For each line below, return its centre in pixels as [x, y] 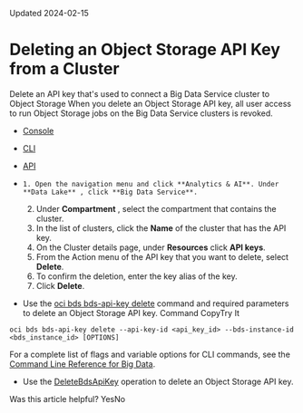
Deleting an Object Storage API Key [145, 50]
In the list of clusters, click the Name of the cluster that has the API [161, 228]
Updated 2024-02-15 [49, 13]
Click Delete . [60, 285]
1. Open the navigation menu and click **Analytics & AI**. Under [151, 184]
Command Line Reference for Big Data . [83, 364]
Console [38, 130]
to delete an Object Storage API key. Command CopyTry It [131, 312]
